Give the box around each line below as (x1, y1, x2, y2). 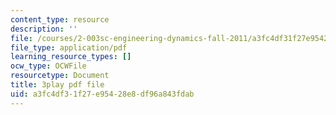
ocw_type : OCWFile (10, 61, 87, 71)
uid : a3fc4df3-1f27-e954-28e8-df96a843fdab (10, 89, 195, 99)
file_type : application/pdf (10, 42, 128, 53)
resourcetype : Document (10, 71, 110, 81)
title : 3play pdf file (10, 80, 105, 90)
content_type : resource (10, 14, 110, 25)
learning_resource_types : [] (10, 52, 132, 62)
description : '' (10, 24, 78, 34)
